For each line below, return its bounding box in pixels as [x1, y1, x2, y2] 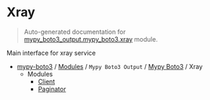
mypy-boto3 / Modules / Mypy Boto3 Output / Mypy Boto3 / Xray [16, 62, 203, 70]
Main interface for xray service [6, 49, 96, 57]
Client [37, 77, 56, 85]
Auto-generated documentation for [23, 27, 126, 36]
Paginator [37, 85, 66, 93]
